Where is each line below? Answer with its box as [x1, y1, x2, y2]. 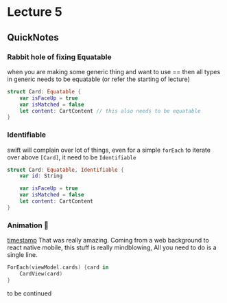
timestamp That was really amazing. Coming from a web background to [7, 236, 209, 245]
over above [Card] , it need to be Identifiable [7, 153, 136, 161]
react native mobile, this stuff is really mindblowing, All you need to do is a [7, 243, 217, 251]
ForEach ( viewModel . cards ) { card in [7, 264, 109, 271]
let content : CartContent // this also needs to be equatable [19, 107, 201, 114]
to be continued [7, 289, 52, 298]
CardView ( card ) [19, 270, 63, 277]
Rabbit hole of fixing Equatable [7, 52, 112, 62]
